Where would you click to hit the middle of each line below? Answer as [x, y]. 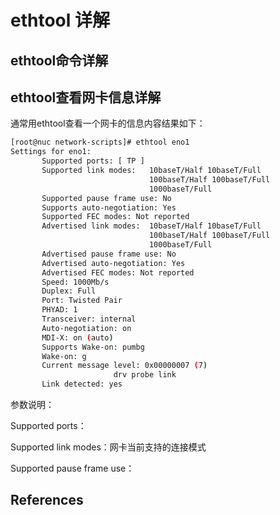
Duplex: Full [69, 291]
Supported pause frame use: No [106, 198]
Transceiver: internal [89, 319]
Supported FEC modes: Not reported [115, 217]
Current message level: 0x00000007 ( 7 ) [124, 366]
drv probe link [145, 375]
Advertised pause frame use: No [109, 254]
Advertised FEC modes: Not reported [118, 272]
